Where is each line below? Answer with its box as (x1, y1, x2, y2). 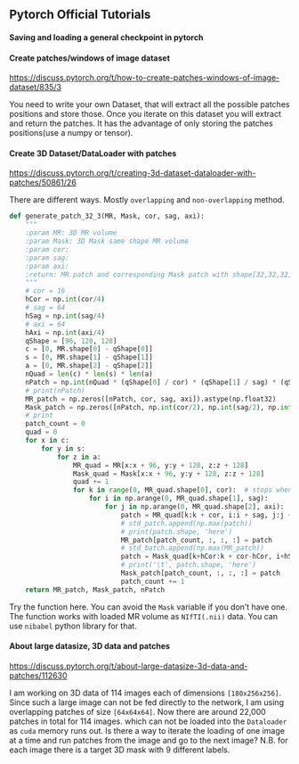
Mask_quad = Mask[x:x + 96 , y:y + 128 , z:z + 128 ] (72, 469, 265, 478)
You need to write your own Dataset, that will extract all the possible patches (9, 99, 290, 110)
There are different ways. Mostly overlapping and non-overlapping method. (9, 195, 285, 205)
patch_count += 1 (120, 577, 185, 585)
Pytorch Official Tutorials (9, 7, 151, 22)
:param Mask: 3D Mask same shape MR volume (25, 237, 190, 246)
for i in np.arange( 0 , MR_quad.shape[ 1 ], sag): (88, 494, 269, 503)
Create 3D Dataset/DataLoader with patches (9, 147, 177, 159)
